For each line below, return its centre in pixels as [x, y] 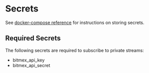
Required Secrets [33, 38]
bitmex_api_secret [31, 65]
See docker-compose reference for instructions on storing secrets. [75, 22]
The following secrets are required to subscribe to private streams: [74, 50]
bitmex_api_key [29, 60]
